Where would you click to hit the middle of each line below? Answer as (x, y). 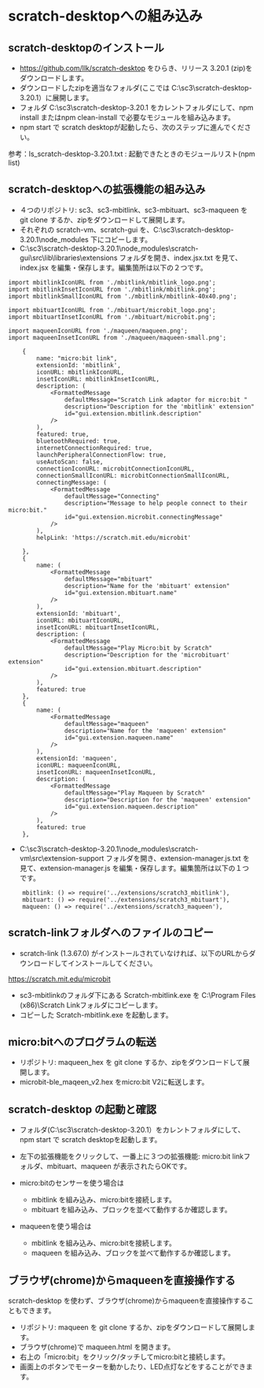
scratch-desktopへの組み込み (105, 16)
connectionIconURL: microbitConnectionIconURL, (115, 469)
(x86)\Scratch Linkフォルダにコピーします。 (91, 1005)
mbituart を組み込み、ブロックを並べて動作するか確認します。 (131, 1210)
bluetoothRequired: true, (79, 441)
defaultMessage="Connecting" (112, 496)
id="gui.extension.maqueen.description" (131, 806)
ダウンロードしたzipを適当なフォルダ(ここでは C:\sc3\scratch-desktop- (136, 88)
